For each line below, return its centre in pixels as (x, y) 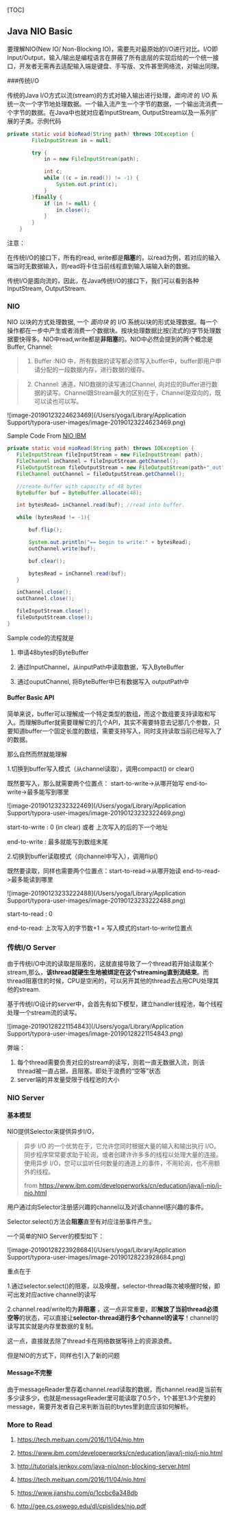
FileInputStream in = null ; (72, 140)
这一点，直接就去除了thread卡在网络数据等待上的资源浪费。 (91, 1341)
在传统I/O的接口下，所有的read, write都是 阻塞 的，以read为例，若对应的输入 (114, 258)
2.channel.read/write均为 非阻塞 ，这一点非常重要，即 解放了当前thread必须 (113, 1309)
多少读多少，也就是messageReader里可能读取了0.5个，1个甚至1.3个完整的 (112, 1398)
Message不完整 (30, 1373)
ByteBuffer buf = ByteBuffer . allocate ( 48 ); (79, 493)
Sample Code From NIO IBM (47, 436)
